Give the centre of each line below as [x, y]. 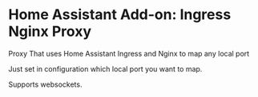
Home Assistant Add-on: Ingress [120, 15]
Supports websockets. [45, 84]
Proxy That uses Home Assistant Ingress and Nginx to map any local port [129, 53]
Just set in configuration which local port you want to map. [105, 68]
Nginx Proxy [50, 31]
